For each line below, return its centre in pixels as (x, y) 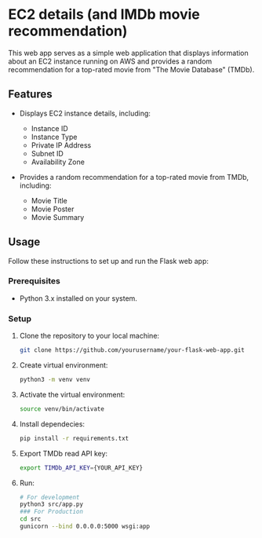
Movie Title (49, 200)
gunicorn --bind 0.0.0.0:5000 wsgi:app (85, 527)
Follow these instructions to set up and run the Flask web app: (109, 261)
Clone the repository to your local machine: (89, 336)
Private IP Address (61, 145)
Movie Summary (58, 217)
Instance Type (54, 137)
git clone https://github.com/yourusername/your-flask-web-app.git (132, 350)
